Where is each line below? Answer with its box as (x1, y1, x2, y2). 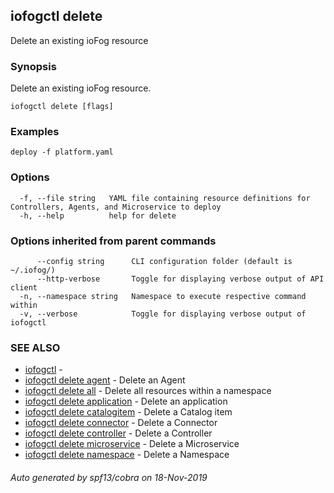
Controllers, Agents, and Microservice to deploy (10, 202, 222, 212)
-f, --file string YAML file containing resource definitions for (19, 193, 311, 203)
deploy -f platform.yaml (10, 147, 114, 158)
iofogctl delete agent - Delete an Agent (24, 374, 186, 386)
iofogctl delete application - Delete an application (24, 395, 228, 408)
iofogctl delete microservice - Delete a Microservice (24, 438, 240, 450)
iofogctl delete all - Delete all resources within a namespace (24, 385, 272, 397)
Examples (10, 125, 60, 139)
